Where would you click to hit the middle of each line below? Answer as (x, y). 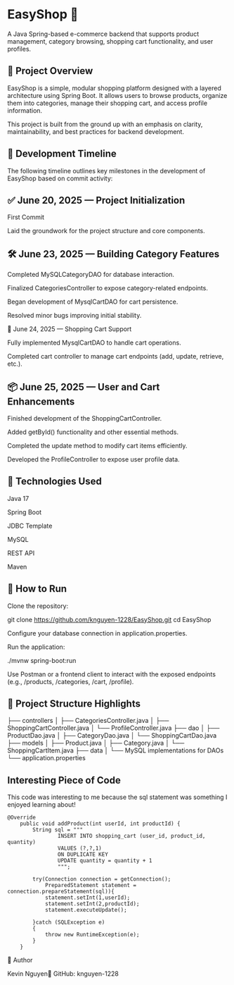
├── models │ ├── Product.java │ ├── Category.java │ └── (96, 743)
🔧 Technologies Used (54, 482)
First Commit (26, 217)
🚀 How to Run (37, 589)
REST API (21, 553)
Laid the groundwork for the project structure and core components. (106, 231)
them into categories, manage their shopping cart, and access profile (108, 103)
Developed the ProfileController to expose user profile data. (94, 459)
